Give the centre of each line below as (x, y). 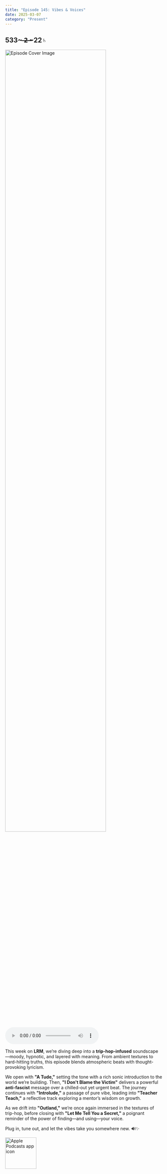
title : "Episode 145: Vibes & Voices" (45, 10)
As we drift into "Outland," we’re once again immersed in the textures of (80, 1108)
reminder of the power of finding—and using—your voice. (64, 1119)
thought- (144, 1062)
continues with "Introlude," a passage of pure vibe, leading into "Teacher (81, 1093)
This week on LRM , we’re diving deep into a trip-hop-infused (69, 1051)
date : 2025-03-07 (23, 15)
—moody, (15, 1057)
